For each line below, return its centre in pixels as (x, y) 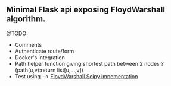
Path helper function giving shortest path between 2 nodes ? (89, 63)
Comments (28, 44)
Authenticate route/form (44, 51)
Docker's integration (40, 57)
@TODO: (17, 33)
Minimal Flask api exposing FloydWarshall (86, 10)
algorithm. (26, 19)
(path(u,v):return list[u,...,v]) (49, 70)
